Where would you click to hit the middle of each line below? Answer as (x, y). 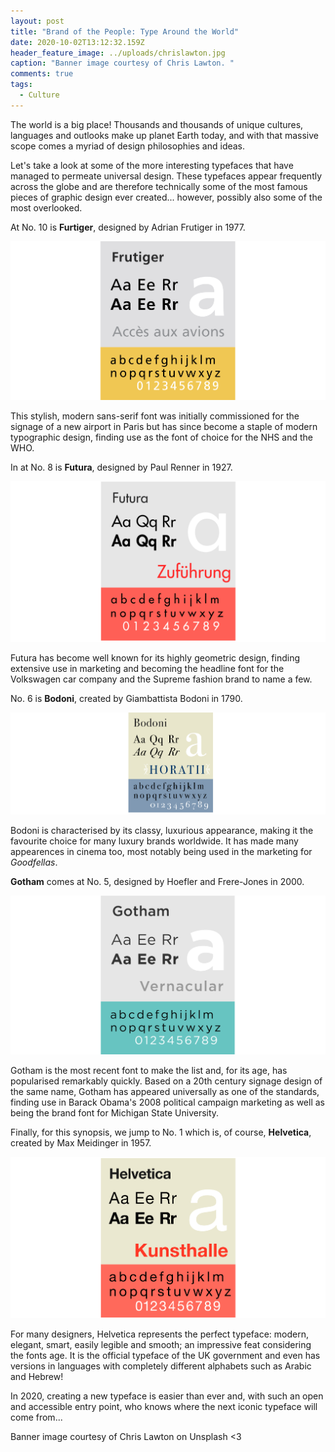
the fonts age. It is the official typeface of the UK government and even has (165, 1355)
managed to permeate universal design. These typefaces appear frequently (166, 176)
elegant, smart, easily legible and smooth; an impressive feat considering (161, 1344)
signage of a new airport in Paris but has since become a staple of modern (164, 427)
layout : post (37, 21)
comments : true (42, 74)
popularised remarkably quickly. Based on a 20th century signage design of (166, 1081)
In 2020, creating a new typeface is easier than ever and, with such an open (167, 1396)
